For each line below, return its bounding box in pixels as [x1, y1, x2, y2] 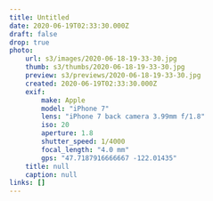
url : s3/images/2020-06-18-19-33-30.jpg [25, 54, 177, 63]
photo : [9, 46, 34, 55]
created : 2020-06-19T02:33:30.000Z [25, 79, 158, 88]
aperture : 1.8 [41, 129, 94, 138]
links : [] [9, 179, 46, 188]
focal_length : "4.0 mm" [41, 145, 129, 154]
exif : [25, 87, 46, 96]
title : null [25, 162, 70, 171]
